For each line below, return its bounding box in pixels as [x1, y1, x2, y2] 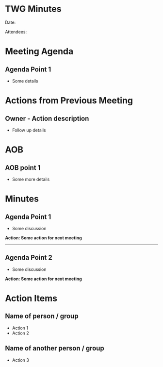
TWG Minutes [5, 3, 62, 15]
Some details [12, 78, 38, 83]
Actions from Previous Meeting [5, 95, 133, 106]
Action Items [5, 293, 57, 304]
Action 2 [12, 330, 29, 336]
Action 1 [12, 325, 28, 331]
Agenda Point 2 [5, 253, 52, 262]
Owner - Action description [5, 114, 89, 122]
